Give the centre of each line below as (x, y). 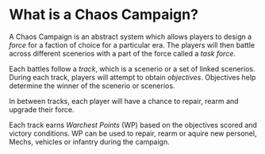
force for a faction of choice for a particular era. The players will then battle (132, 44)
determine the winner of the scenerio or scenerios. (92, 86)
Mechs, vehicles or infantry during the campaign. (89, 141)
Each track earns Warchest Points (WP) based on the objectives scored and (133, 125)
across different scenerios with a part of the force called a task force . (123, 53)
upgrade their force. (42, 110)
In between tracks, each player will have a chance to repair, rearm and (124, 101)
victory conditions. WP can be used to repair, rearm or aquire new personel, (133, 133)
